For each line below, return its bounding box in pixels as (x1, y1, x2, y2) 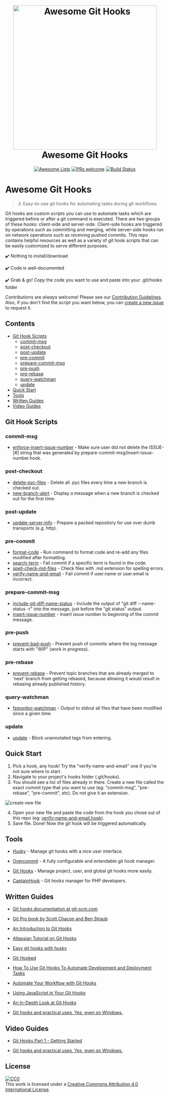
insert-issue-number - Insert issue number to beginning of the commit (12, 611, 159, 617)
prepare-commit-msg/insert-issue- (80, 450, 154, 456)
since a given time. (12, 710, 52, 717)
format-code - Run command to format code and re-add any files (12, 549, 149, 555)
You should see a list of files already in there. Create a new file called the (12, 779, 164, 785)
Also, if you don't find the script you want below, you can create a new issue (5, 299, 164, 305)
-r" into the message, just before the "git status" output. (26, 606, 143, 612)
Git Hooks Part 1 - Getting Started (12, 1038, 82, 1044)
